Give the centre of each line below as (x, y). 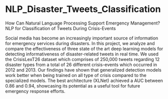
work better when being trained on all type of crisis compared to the (76, 75)
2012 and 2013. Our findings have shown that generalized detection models (83, 70)
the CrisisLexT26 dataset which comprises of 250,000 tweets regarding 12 (82, 59)
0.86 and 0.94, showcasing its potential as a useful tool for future (73, 85)
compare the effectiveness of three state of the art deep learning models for (84, 48)
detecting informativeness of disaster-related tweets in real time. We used (82, 54)
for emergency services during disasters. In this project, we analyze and (80, 43)
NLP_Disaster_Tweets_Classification (83, 9)
